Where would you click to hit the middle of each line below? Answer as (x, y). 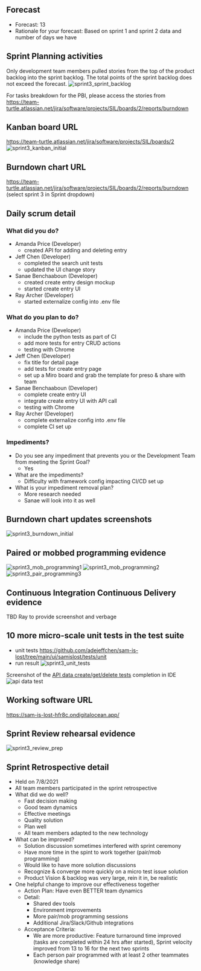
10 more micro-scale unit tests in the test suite (95, 636)
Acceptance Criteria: (50, 929)
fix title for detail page (51, 362)
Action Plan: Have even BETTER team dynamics (83, 891)
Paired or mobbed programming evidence (86, 553)
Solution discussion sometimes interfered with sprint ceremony (103, 846)
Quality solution (43, 820)
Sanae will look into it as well (59, 500)
